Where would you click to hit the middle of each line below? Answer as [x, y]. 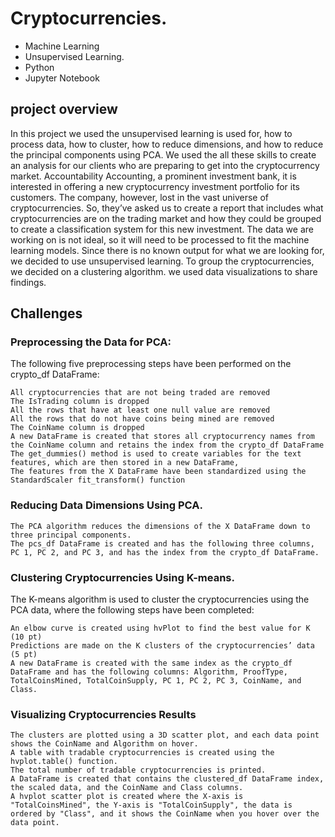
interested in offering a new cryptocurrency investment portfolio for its [155, 186]
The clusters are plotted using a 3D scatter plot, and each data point [165, 735]
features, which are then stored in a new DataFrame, [125, 463]
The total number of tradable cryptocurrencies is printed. [138, 770]
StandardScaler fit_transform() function [98, 480]
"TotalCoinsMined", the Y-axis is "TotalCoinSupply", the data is [151, 805]
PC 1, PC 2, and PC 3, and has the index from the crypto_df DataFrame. [165, 552]
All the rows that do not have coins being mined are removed [142, 419]
